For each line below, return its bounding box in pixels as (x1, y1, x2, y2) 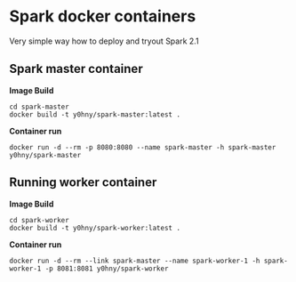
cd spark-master (9, 102, 69, 111)
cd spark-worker (9, 215, 69, 224)
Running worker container (9, 175, 157, 190)
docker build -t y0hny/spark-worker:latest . (9, 223, 180, 232)
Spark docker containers (9, 6, 196, 27)
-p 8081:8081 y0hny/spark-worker (44, 264, 169, 273)
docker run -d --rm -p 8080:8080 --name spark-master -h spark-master (9, 142, 276, 152)
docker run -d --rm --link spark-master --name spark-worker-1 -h (9, 256, 260, 265)
